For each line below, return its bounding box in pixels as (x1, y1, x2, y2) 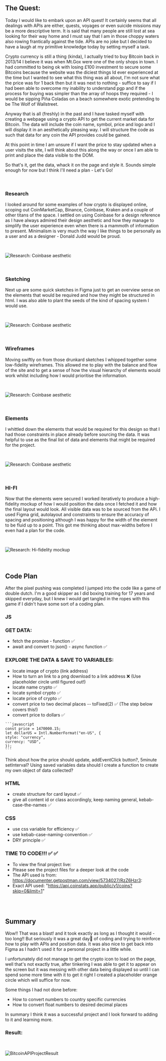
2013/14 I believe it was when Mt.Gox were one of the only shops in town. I (5, 58, 158, 64)
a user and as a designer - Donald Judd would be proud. (5, 233, 121, 239)
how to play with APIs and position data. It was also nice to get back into (5, 941, 153, 947)
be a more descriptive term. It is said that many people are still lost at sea (5, 27, 155, 34)
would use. (5, 303, 28, 309)
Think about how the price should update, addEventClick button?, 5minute (5, 756, 158, 762)
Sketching (5, 276, 31, 283)
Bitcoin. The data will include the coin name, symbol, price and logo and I (5, 121, 155, 127)
